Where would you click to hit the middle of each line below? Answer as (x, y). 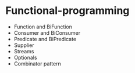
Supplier (24, 45)
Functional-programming (67, 11)
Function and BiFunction (43, 27)
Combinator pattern (38, 63)
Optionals (25, 57)
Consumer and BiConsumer (47, 32)
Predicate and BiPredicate (45, 39)
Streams (24, 51)
